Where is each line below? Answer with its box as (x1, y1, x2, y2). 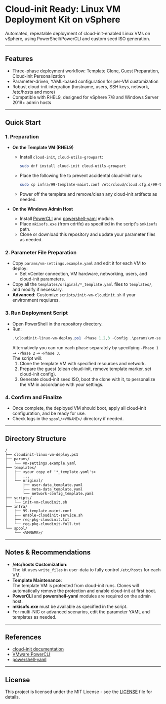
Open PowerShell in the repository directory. (12, 321, 103, 326)
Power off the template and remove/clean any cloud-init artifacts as (19, 191, 157, 197)
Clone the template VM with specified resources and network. (19, 360, 146, 366)
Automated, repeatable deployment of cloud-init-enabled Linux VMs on (5, 30, 151, 36)
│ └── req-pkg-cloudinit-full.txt (5, 521, 81, 526)
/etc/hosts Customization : (12, 561, 68, 567)
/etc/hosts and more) (12, 89, 55, 95)
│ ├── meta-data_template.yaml (5, 487, 83, 491)
